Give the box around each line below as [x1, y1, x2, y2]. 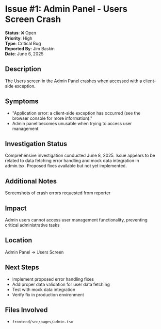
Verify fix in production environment [12, 292, 84, 297]
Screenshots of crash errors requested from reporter [5, 190, 111, 196]
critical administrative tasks [5, 222, 60, 228]
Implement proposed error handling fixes [12, 276, 94, 282]
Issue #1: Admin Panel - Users [5, 3, 128, 15]
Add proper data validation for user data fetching [12, 281, 110, 287]
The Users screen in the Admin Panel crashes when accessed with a [5, 78, 142, 84]
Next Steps [5, 263, 39, 272]
